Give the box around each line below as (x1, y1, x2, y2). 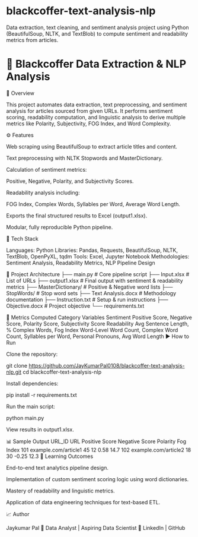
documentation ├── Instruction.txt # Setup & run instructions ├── (6, 296, 168, 303)
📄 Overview (6, 89, 34, 96)
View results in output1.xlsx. (6, 426, 74, 433)
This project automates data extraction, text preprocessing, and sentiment (6, 101, 187, 108)
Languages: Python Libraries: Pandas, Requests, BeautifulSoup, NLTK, (6, 247, 178, 254)
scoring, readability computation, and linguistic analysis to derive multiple (6, 113, 186, 121)
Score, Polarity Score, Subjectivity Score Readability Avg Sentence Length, (6, 320, 189, 327)
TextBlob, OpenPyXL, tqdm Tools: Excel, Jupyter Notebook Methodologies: (6, 252, 190, 260)
